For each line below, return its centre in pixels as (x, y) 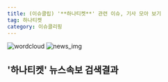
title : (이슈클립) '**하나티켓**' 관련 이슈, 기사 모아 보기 (84, 14)
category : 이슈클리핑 (35, 26)
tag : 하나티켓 (25, 20)
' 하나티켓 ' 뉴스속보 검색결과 (63, 70)
